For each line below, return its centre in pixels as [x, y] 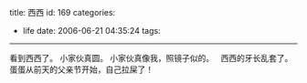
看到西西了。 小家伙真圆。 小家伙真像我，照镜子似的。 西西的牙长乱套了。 [151, 58]
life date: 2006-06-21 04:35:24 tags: [92, 31]
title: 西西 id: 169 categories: [63, 12]
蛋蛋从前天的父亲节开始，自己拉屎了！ [81, 69]
